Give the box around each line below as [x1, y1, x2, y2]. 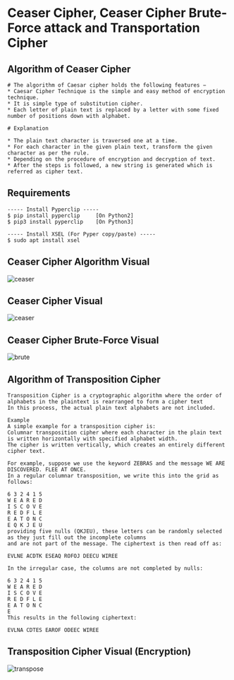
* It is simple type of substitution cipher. [7, 100, 143, 107]
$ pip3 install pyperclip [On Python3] [7, 218, 134, 225]
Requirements [7, 187, 70, 199]
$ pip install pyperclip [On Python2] [7, 212, 134, 219]
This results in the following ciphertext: [7, 614, 137, 621]
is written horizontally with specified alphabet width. [7, 435, 178, 442]
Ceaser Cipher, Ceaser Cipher [7, 5, 186, 21]
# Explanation [7, 125, 49, 132]
